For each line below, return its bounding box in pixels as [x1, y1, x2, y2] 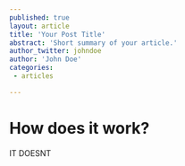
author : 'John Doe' [9, 55, 82, 64]
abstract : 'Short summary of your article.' [9, 38, 178, 48]
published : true [9, 13, 70, 22]
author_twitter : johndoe [9, 47, 102, 56]
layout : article [9, 22, 70, 31]
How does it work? [9, 118, 150, 138]
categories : [9, 64, 54, 73]
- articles [13, 72, 54, 81]
